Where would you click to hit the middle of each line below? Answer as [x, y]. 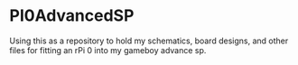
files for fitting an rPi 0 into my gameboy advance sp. [108, 50]
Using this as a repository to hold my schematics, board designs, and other [149, 41]
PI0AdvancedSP [72, 16]
